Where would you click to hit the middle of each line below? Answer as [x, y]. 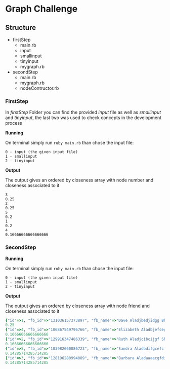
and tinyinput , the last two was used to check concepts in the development [83, 118]
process [14, 123]
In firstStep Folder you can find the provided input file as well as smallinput [83, 113]
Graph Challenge [41, 9]
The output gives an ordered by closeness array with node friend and [78, 306]
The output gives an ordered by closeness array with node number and [79, 180]
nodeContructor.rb [39, 88]
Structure [21, 28]
